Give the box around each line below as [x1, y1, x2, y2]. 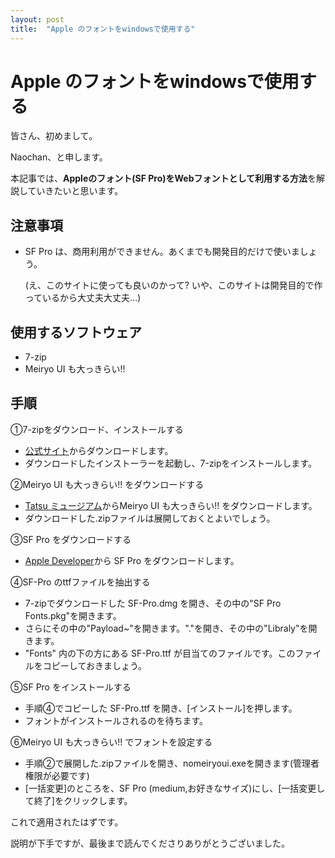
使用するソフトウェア [10, 324, 142, 341]
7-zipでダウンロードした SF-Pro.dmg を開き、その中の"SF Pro [24, 597, 282, 609]
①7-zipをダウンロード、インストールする [10, 423, 184, 435]
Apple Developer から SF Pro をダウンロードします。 [24, 554, 240, 566]
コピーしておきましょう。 [42, 659, 148, 671]
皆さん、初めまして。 [10, 130, 98, 142]
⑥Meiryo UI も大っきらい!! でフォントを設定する [10, 736, 213, 748]
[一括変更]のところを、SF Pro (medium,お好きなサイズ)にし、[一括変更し [24, 782, 326, 794]
